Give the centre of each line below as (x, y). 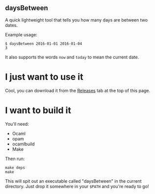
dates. (12, 25)
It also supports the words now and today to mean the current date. (72, 57)
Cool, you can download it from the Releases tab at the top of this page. (78, 90)
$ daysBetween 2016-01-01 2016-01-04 (44, 44)
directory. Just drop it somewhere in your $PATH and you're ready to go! (77, 186)
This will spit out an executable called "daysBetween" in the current (73, 181)
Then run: (15, 159)
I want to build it (38, 110)
